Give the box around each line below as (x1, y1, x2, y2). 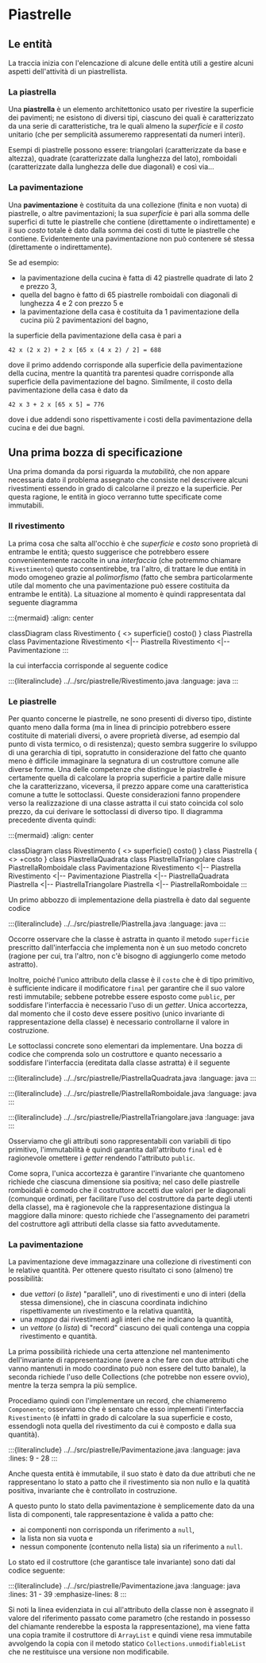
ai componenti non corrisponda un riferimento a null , (19, 1525, 195, 1534)
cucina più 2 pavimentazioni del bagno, (19, 315, 149, 325)
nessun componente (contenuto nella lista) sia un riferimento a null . (19, 1542, 244, 1552)
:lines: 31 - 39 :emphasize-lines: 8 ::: (8, 1590, 127, 1599)
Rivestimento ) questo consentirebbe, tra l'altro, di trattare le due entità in (8, 564, 246, 573)
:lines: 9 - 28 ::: (8, 1453, 58, 1463)
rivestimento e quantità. (19, 1332, 98, 1341)
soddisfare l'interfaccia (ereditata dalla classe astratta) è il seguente (8, 1058, 230, 1067)
